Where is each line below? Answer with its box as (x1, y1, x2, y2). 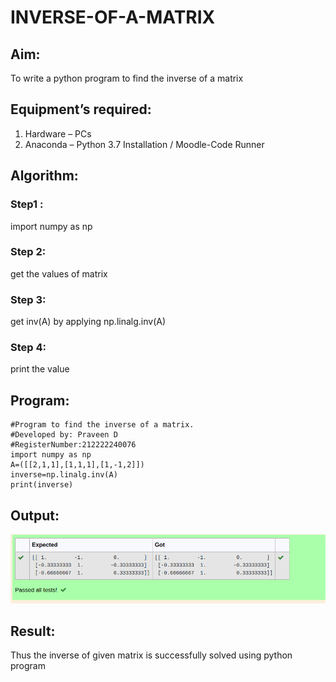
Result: (10, 623, 56, 640)
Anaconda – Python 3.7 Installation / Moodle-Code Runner (24, 138, 265, 150)
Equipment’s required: (10, 101, 152, 118)
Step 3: (10, 292, 47, 306)
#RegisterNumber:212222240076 (10, 440, 137, 450)
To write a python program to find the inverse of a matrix (10, 72, 244, 84)
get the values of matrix (10, 267, 108, 280)
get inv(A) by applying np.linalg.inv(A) (10, 316, 167, 328)
